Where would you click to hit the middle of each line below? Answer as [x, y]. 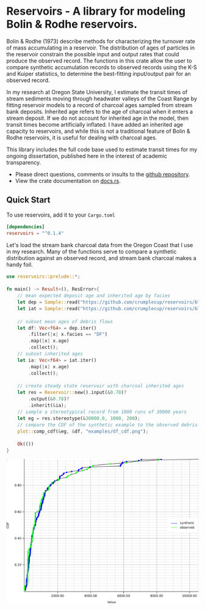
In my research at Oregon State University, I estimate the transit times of [97, 92]
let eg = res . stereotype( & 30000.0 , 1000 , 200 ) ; [79, 418]
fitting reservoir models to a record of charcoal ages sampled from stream [99, 105]
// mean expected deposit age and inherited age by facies [94, 296]
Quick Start [28, 200]
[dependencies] [26, 227]
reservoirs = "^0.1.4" [35, 233]
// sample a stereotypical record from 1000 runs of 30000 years [102, 412]
